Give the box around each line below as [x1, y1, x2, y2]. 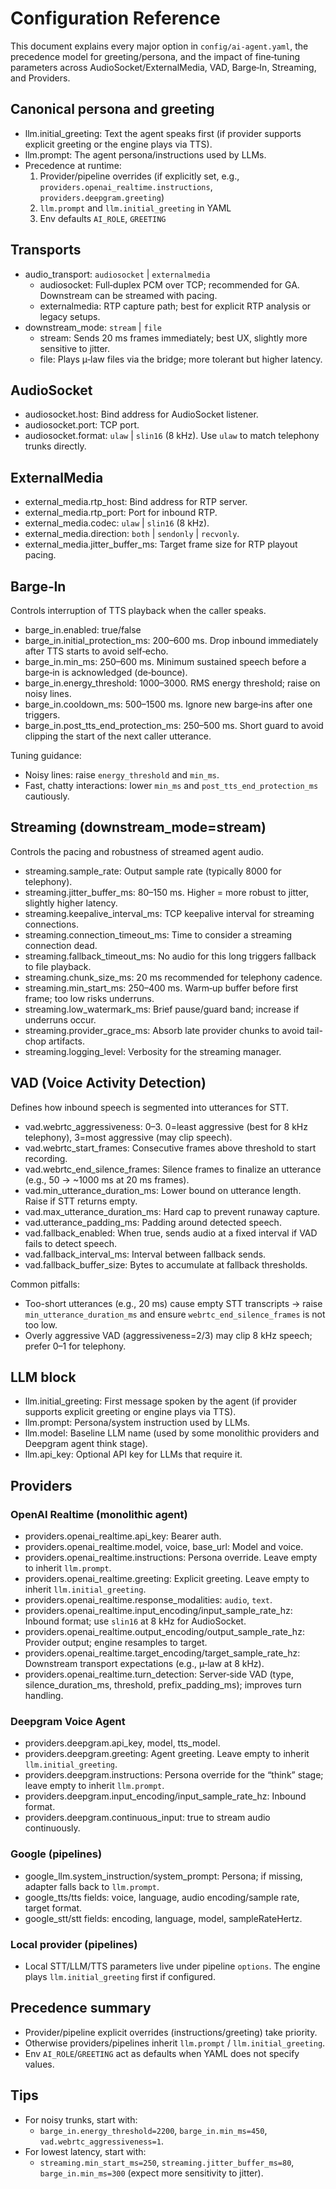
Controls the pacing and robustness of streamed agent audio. [10, 845, 264, 857]
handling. [24, 1690, 64, 1702]
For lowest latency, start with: [24, 2145, 147, 2157]
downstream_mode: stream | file [24, 321, 163, 333]
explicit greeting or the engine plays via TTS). [24, 138, 213, 150]
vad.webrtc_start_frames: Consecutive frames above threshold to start [24, 1142, 317, 1154]
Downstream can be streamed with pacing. [39, 289, 218, 301]
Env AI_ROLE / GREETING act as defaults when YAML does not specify [24, 2047, 300, 2059]
